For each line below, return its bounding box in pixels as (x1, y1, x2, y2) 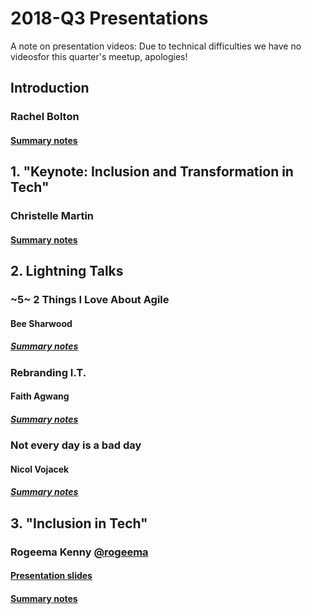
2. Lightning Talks (10, 263, 124, 280)
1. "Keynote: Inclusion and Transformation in (10, 163, 294, 181)
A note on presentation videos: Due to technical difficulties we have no (10, 40, 302, 52)
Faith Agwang (10, 390, 70, 402)
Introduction (10, 80, 90, 97)
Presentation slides (10, 570, 93, 582)
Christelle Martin (10, 209, 95, 223)
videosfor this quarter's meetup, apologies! (10, 50, 188, 62)
